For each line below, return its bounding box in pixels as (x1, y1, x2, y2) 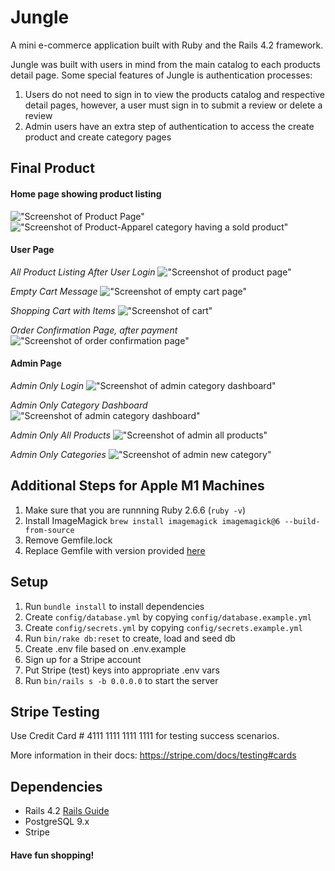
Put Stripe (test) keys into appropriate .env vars (24, 664, 220, 676)
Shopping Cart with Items (10, 304, 116, 316)
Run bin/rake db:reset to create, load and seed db (24, 632, 236, 644)
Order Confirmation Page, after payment (10, 324, 178, 336)
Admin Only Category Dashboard (10, 399, 148, 411)
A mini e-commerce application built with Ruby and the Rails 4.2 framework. (10, 39, 324, 51)
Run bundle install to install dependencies (24, 600, 205, 612)
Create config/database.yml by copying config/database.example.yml (24, 611, 312, 623)
